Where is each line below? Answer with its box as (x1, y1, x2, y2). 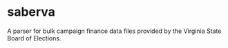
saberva (7, 4, 55, 20)
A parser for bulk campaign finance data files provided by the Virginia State (7, 27, 222, 35)
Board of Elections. (7, 34, 61, 42)
